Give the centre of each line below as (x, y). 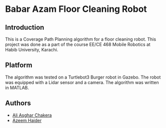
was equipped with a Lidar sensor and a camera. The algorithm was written (82, 82)
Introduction (25, 27)
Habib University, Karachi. (32, 50)
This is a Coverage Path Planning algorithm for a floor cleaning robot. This (81, 39)
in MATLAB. (17, 87)
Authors (18, 103)
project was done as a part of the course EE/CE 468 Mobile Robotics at (78, 44)
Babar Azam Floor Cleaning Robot (76, 9)
